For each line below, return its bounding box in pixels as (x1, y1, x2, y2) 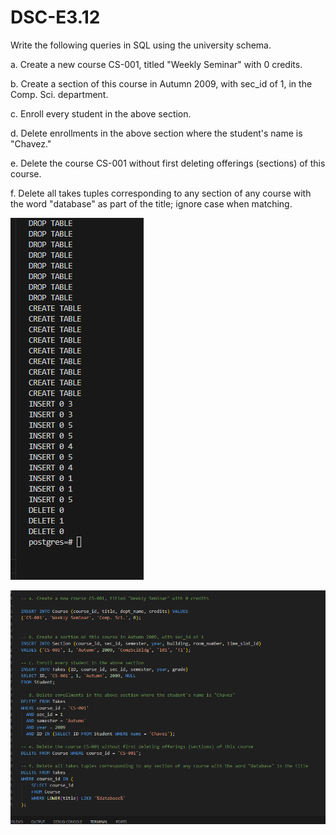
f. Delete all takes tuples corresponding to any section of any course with (10, 187, 312, 199)
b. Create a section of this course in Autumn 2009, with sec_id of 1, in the (10, 77, 313, 90)
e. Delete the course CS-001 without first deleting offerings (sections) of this (10, 157, 326, 169)
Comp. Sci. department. (10, 88, 109, 100)
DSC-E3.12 (10, 6, 101, 29)
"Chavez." (10, 137, 52, 150)
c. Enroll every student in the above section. (10, 107, 192, 120)
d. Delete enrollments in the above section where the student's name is (10, 127, 303, 139)
